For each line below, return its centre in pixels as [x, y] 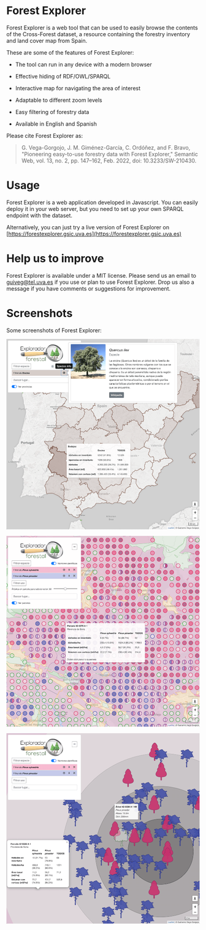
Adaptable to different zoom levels [59, 100]
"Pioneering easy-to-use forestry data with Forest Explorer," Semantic [109, 154]
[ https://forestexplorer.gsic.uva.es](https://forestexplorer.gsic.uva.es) [94, 234]
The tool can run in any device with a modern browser [83, 64]
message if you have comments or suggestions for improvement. [89, 288]
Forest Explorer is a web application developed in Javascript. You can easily [102, 202]
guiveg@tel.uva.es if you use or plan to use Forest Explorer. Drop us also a [100, 282]
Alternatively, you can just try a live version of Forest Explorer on [88, 227]
